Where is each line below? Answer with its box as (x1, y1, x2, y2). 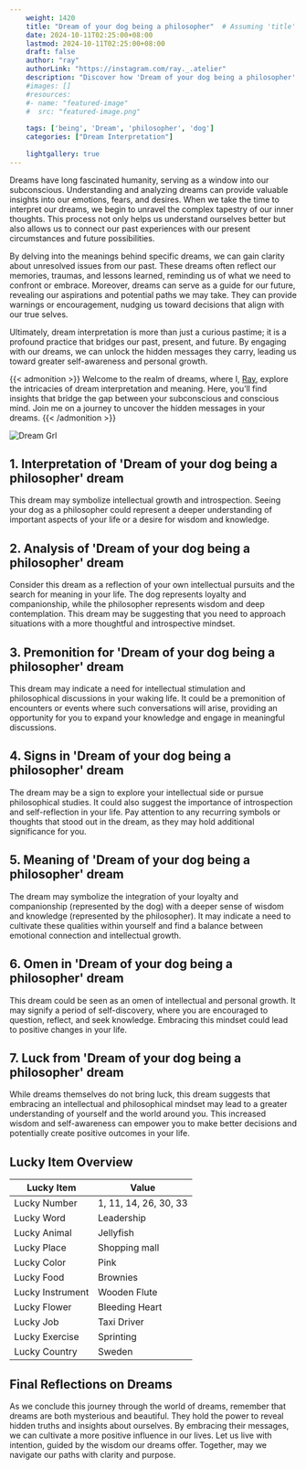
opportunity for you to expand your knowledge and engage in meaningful (9, 712, 286, 723)
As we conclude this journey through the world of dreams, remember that (9, 1400, 286, 1411)
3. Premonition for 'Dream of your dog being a (9, 644, 276, 660)
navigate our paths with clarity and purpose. (9, 1449, 176, 1460)
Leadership (97, 1212, 146, 1225)
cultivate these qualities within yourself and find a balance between (9, 920, 263, 931)
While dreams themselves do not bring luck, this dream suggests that (9, 1089, 271, 1100)
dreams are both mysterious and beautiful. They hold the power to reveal (9, 1410, 284, 1421)
